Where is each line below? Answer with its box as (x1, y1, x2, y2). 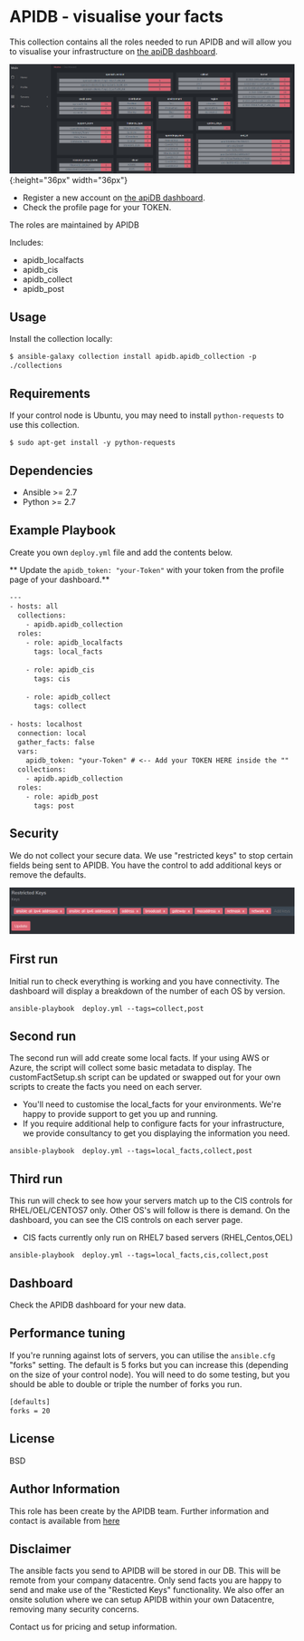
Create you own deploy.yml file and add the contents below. (9, 547, 233, 558)
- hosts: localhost (9, 719, 83, 729)
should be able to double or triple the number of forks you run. (9, 1378, 242, 1389)
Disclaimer (9, 1541, 71, 1557)
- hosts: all (9, 601, 59, 611)
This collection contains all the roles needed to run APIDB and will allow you (9, 36, 292, 47)
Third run (9, 1171, 63, 1187)
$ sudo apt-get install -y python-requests (9, 438, 176, 448)
